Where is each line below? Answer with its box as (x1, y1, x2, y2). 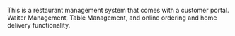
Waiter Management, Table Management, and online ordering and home (7, 13, 217, 22)
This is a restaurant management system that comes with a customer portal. (7, 6, 229, 14)
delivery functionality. (7, 21, 71, 29)
